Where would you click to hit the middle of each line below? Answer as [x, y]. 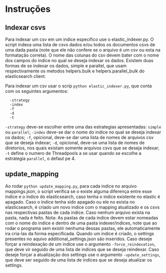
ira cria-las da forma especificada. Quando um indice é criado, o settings [80, 233]
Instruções [28, 9]
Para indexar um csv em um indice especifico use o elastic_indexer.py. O [80, 39]
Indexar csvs [26, 28]
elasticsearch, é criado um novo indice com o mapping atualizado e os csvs [83, 207]
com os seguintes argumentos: [37, 91]
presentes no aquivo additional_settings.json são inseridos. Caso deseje [79, 239]
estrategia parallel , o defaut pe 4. [40, 158]
